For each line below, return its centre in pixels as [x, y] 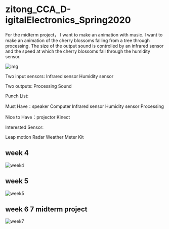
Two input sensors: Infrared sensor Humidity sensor [59, 76]
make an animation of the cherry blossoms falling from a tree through [78, 40]
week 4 [17, 153]
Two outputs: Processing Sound [38, 86]
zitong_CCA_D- [38, 9]
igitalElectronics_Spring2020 [68, 20]
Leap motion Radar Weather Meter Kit [45, 137]
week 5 [17, 181]
